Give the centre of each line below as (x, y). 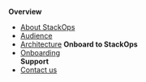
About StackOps (47, 27)
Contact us (39, 70)
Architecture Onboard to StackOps (79, 44)
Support (34, 61)
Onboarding (40, 53)
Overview (25, 12)
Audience (36, 36)
